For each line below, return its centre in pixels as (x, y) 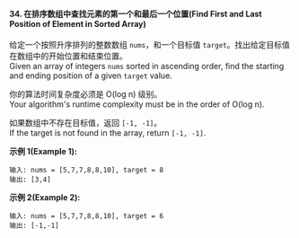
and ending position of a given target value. (91, 75)
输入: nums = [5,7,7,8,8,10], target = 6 (87, 216)
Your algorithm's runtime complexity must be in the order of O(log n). (137, 104)
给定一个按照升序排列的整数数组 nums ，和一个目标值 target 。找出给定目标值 (149, 45)
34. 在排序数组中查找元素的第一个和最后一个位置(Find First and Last (136, 13)
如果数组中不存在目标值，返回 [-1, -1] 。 (86, 123)
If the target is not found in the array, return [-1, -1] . (108, 133)
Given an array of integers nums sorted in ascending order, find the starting (147, 66)
